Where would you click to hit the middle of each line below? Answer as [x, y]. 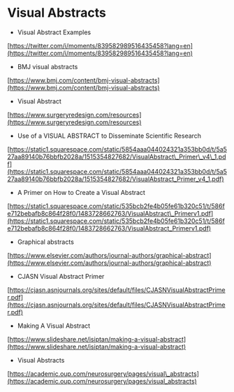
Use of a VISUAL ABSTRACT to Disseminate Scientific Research [109, 136]
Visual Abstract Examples [54, 32]
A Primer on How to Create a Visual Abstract [81, 192]
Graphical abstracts [46, 242]
